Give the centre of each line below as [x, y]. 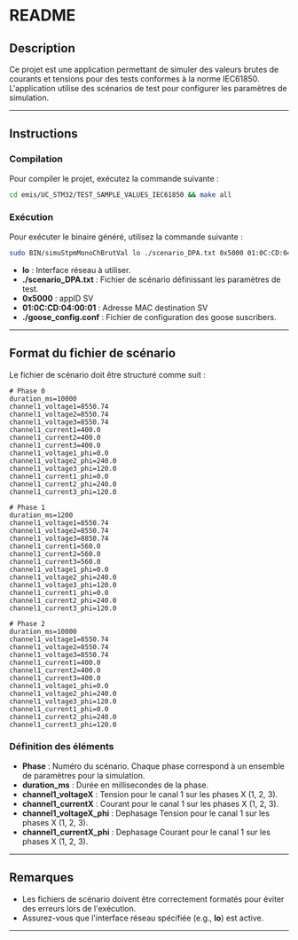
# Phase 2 [27, 623]
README [43, 16]
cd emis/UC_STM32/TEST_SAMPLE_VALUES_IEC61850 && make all [121, 195]
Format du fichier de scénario [92, 353]
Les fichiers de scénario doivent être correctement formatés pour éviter [153, 899]
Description [42, 48]
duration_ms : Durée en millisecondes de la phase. [115, 785]
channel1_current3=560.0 [55, 561]
